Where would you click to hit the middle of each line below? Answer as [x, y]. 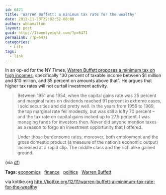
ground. [25, 153]
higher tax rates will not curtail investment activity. [57, 86]
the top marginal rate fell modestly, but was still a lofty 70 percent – [86, 111]
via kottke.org [19, 182]
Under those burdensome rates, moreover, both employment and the [88, 137]
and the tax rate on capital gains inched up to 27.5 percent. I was [83, 117]
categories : [17, 42]
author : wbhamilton [25, 24]
